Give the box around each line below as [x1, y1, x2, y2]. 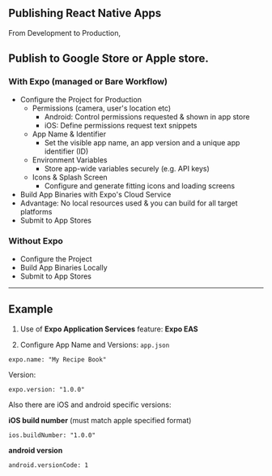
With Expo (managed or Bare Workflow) [8, 76, 168, 88]
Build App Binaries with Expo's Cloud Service [19, 189, 172, 199]
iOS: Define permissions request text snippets [44, 120, 198, 130]
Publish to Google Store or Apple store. [8, 52, 209, 66]
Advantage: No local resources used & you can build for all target [19, 198, 238, 208]
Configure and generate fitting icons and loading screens [44, 180, 236, 190]
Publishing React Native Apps [8, 6, 162, 20]
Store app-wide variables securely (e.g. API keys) [44, 163, 210, 173]
